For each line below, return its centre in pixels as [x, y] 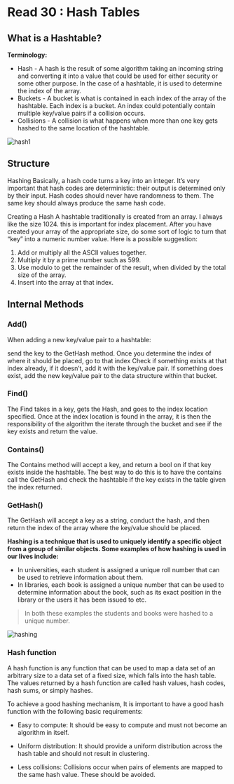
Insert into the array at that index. [66, 282]
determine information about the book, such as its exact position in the [119, 593]
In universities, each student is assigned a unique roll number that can [118, 570]
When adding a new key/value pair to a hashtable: [80, 339]
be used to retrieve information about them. [80, 577]
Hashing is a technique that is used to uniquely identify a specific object [115, 541]
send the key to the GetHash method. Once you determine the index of [109, 353]
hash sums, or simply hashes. [50, 690]
